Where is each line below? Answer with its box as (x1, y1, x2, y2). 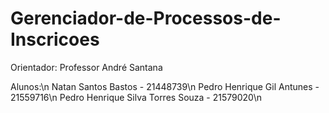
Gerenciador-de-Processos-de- (10, 7, 282, 30)
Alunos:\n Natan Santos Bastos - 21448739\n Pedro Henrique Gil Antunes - (10, 80, 320, 92)
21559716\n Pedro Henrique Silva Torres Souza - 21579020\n (10, 91, 263, 103)
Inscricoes (10, 28, 100, 51)
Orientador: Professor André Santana (10, 61, 163, 73)
